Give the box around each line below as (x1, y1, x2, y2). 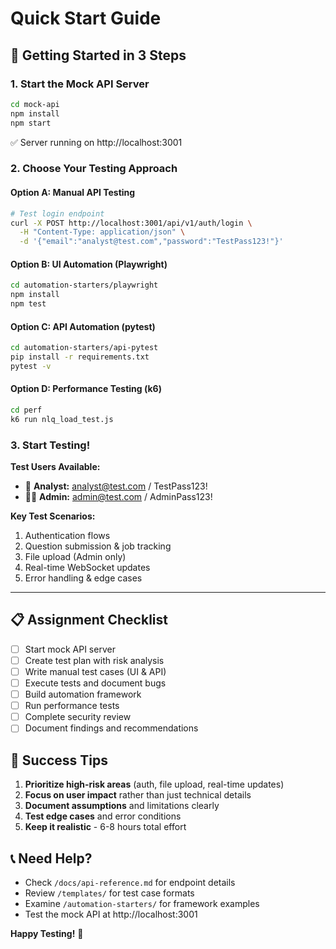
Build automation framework (24, 688, 142, 701)
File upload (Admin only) (24, 551, 127, 563)
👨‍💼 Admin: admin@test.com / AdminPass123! (24, 491, 213, 503)
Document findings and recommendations (24, 722, 199, 734)
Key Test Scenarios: (10, 510, 96, 522)
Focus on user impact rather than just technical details (24, 789, 252, 801)
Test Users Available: (10, 461, 101, 473)
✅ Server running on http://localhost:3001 (10, 136, 183, 148)
